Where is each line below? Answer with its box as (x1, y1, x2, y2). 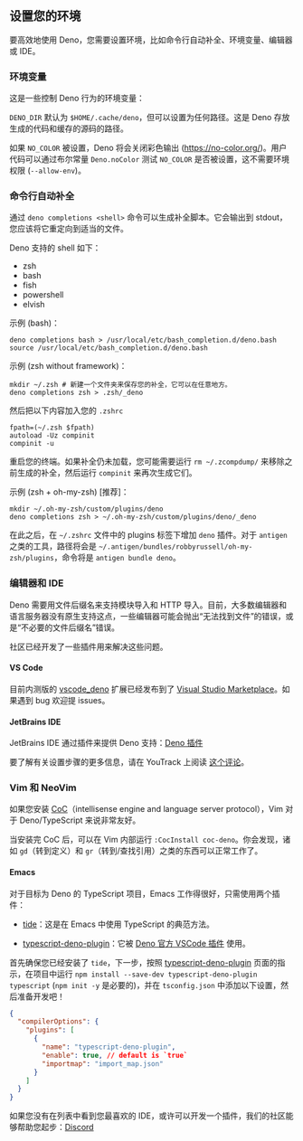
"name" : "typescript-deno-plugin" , (42, 1042, 176, 1051)
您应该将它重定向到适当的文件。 (9, 223, 128, 234)
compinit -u (9, 439, 54, 448)
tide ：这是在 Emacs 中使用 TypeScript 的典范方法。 (22, 919, 214, 929)
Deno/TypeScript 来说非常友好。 (19, 815, 141, 825)
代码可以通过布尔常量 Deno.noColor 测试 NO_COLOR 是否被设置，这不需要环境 (9, 154, 289, 165)
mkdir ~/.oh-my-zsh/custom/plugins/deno (9, 504, 165, 514)
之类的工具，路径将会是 (9, 541, 97, 552)
